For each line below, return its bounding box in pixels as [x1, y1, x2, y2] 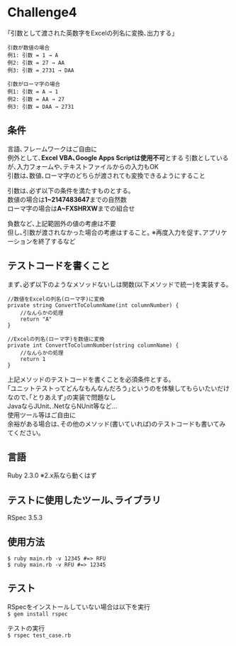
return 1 [20, 355, 46, 362]
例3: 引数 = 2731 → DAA [7, 67, 74, 74]
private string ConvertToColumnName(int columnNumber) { [7, 301, 179, 309]
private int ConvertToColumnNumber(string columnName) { [7, 342, 179, 349]
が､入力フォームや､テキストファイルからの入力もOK [7, 162, 159, 171]
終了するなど [38, 237, 76, 245]
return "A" [20, 316, 52, 323]
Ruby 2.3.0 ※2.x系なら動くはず [7, 471, 97, 480]
